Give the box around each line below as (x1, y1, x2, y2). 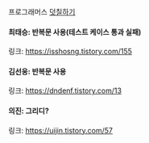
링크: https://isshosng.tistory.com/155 (8, 47, 133, 57)
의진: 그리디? (8, 106, 50, 116)
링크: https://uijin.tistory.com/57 (8, 125, 113, 135)
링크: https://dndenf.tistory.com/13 (8, 86, 122, 95)
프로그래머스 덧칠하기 (8, 7, 76, 16)
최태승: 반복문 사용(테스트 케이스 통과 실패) (8, 27, 142, 36)
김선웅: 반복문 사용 (8, 66, 67, 76)
